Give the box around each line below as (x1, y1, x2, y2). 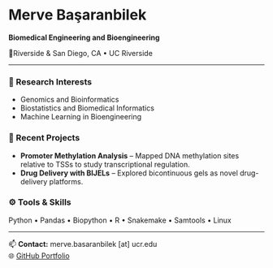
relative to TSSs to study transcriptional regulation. (19, 159, 191, 169)
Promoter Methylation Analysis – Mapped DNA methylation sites (19, 150, 240, 160)
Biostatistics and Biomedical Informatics (19, 103, 154, 113)
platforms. (49, 176, 84, 186)
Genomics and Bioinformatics (19, 95, 119, 105)
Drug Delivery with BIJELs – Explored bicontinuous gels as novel (19, 168, 238, 178)
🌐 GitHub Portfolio (8, 250, 71, 261)
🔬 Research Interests (8, 76, 92, 87)
